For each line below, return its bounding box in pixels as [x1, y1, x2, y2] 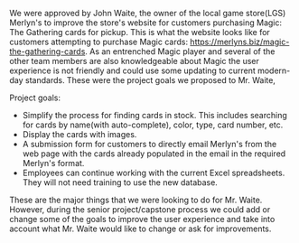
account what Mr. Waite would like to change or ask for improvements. [9, 223, 272, 234]
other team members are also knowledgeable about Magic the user [9, 56, 260, 66]
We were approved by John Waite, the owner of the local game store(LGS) [9, 8, 286, 18]
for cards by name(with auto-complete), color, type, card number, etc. [22, 119, 284, 130]
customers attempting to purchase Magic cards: [9, 36, 188, 47]
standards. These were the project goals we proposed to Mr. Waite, [25, 75, 276, 85]
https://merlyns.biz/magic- [189, 36, 290, 47]
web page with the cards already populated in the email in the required [22, 148, 286, 159]
